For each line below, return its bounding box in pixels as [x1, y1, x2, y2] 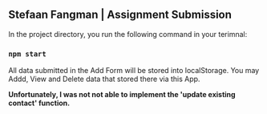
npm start [8, 49, 47, 59]
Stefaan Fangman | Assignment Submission [8, 8, 233, 22]
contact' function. [8, 98, 71, 108]
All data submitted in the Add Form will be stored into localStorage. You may [8, 66, 260, 75]
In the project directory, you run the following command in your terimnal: [8, 29, 248, 39]
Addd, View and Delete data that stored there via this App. [8, 74, 200, 84]
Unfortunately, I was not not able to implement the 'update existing [8, 90, 236, 100]
